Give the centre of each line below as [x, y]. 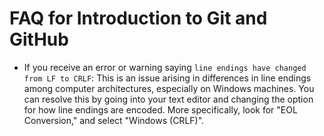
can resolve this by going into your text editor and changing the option [168, 99]
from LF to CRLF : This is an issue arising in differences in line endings [167, 78]
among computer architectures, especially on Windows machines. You [169, 88]
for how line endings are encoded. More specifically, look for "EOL [160, 109]
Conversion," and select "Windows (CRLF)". [114, 120]
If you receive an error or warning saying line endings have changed [165, 67]
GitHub [39, 39]
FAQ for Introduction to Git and [138, 18]
